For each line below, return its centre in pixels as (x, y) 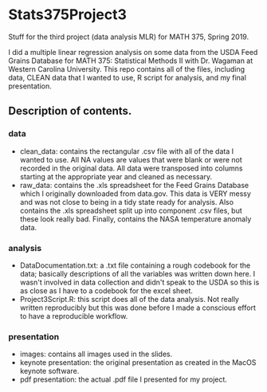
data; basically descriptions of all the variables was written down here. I (137, 273)
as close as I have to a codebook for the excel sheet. (106, 290)
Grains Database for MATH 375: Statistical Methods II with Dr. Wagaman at (131, 61)
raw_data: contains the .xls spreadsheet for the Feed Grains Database (134, 185)
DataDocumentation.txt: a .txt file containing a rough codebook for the (135, 265)
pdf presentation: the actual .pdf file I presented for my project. (123, 379)
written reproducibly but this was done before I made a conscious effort (138, 308)
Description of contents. (70, 111)
